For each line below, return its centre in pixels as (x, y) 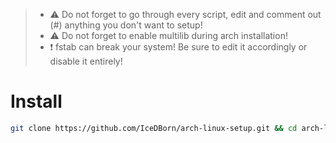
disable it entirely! (86, 61)
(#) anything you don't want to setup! (126, 25)
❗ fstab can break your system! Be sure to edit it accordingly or (178, 47)
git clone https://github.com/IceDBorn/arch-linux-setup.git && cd (154, 128)
